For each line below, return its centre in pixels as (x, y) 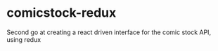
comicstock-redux (62, 13)
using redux (24, 39)
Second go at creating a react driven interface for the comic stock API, (109, 32)
